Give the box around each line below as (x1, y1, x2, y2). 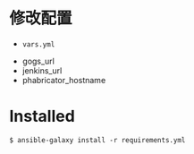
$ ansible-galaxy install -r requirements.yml (9, 135, 186, 144)
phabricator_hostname (21, 74, 106, 85)
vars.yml (21, 39, 55, 49)
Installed (9, 107, 76, 126)
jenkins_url (21, 64, 63, 76)
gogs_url (21, 56, 55, 66)
